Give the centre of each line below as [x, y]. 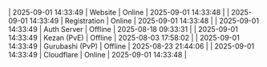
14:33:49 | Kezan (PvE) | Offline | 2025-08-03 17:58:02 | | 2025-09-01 [124, 37]
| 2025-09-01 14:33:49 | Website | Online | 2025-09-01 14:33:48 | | [119, 12]
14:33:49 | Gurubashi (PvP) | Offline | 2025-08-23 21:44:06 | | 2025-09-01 [131, 46]
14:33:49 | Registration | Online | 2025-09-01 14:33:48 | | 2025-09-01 [144, 21]
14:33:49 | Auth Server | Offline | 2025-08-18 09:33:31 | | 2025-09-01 [123, 29]
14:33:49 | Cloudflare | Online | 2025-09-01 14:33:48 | [97, 55]
